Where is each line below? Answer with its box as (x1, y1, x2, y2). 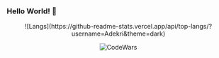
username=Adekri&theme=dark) (71, 29, 166, 38)
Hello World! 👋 (6, 6, 57, 16)
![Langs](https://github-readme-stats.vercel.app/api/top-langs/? (24, 22, 213, 31)
